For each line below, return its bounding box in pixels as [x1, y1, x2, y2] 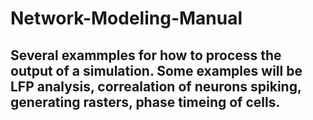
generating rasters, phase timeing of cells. [10, 93, 281, 111]
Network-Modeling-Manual [10, 7, 243, 30]
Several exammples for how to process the [10, 47, 282, 64]
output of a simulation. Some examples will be [10, 62, 303, 79]
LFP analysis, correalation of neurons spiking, [10, 78, 302, 95]
